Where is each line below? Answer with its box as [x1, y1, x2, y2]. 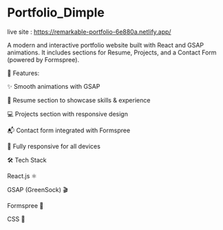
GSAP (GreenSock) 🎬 [7, 185, 68, 194]
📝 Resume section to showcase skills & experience [7, 96, 151, 104]
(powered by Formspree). [7, 55, 80, 63]
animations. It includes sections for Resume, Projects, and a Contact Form [7, 48, 217, 56]
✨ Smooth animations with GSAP [7, 82, 100, 90]
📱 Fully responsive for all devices [7, 142, 101, 150]
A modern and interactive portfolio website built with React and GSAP [7, 41, 204, 49]
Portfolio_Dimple [7, 5, 105, 21]
